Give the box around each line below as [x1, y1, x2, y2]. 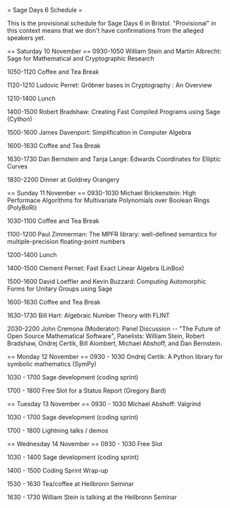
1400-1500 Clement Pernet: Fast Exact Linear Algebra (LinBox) [7, 264, 185, 272]
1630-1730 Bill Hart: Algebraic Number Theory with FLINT [7, 311, 170, 319]
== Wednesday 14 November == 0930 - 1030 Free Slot [7, 440, 163, 448]
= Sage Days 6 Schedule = [7, 6, 83, 14]
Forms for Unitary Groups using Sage [7, 285, 113, 293]
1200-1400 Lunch [7, 251, 57, 258]
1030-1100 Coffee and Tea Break [7, 217, 100, 225]
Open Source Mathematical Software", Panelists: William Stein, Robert [7, 332, 205, 340]
